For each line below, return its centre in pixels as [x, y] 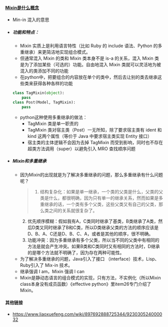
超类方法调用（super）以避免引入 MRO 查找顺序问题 [81, 149]
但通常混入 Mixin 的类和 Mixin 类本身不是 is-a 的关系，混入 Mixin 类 [90, 58]
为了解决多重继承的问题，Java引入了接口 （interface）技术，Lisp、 [90, 259]
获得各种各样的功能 [53, 83]
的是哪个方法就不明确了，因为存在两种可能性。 [76, 252]
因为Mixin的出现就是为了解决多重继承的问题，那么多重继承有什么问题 [91, 175]
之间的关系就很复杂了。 [73, 210]
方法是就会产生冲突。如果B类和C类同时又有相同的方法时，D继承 [94, 246]
